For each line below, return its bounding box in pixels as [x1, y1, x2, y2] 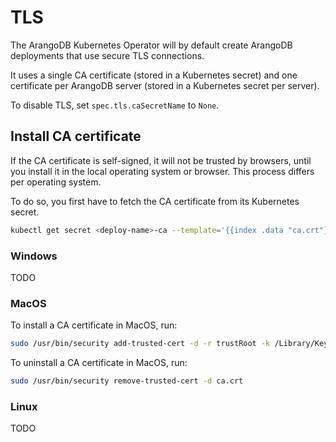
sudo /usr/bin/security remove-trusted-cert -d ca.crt [10, 376, 244, 386]
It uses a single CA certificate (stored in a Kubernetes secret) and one [10, 69, 298, 81]
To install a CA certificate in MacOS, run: [10, 319, 178, 331]
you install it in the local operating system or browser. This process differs [10, 165, 315, 177]
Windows [10, 249, 58, 263]
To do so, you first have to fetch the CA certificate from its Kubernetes [10, 195, 300, 207]
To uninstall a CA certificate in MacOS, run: [10, 357, 188, 369]
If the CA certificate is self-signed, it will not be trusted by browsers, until [10, 154, 312, 166]
